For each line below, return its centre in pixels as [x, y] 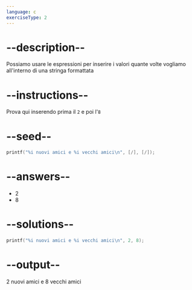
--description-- [46, 48]
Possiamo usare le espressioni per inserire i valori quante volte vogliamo [96, 64]
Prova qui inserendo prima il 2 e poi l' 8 [53, 112]
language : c [21, 12]
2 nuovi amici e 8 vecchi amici [44, 282]
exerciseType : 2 [27, 18]
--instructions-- [47, 95]
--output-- [33, 265]
